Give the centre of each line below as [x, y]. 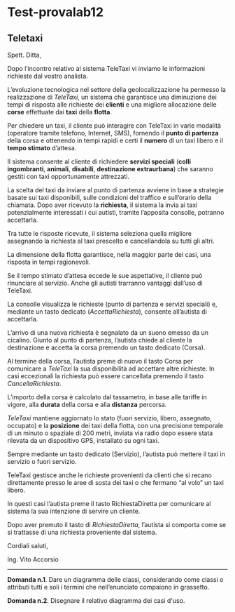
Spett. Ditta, [24, 55]
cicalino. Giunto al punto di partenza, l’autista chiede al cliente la [100, 340]
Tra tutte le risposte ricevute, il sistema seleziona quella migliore [100, 233]
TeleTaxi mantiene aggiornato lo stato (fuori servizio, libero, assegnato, [109, 418]
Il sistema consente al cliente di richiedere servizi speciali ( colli [99, 161]
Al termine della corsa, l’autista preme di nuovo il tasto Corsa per [100, 361]
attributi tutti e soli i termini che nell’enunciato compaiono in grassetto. [108, 587]
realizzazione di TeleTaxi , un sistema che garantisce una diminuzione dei [112, 97]
